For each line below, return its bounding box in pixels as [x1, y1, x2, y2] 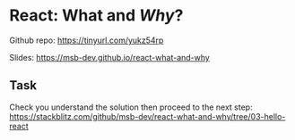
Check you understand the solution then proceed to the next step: [9, 102, 253, 112]
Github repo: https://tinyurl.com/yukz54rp [9, 35, 164, 45]
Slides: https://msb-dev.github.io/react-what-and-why [9, 52, 211, 62]
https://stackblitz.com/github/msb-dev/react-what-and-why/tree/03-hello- [9, 111, 286, 121]
